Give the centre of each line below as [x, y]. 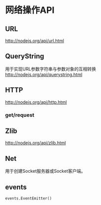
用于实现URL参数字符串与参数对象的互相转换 [51, 69]
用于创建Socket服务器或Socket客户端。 [45, 171]
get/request [20, 115]
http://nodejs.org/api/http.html [36, 102]
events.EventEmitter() [28, 198]
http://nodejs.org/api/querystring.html [44, 74]
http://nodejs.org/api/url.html [35, 41]
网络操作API [30, 10]
